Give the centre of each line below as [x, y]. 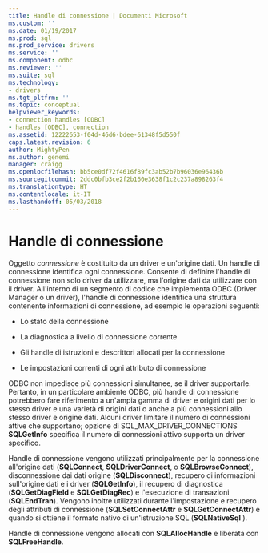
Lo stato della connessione [64, 322]
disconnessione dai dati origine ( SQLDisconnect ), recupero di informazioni [132, 475]
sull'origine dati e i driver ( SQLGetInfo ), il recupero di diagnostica [116, 484]
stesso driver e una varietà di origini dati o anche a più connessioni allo [125, 409]
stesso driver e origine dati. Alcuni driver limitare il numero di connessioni [129, 418]
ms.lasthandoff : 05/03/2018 [55, 202]
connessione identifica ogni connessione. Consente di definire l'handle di [129, 272]
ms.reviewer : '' [35, 68]
